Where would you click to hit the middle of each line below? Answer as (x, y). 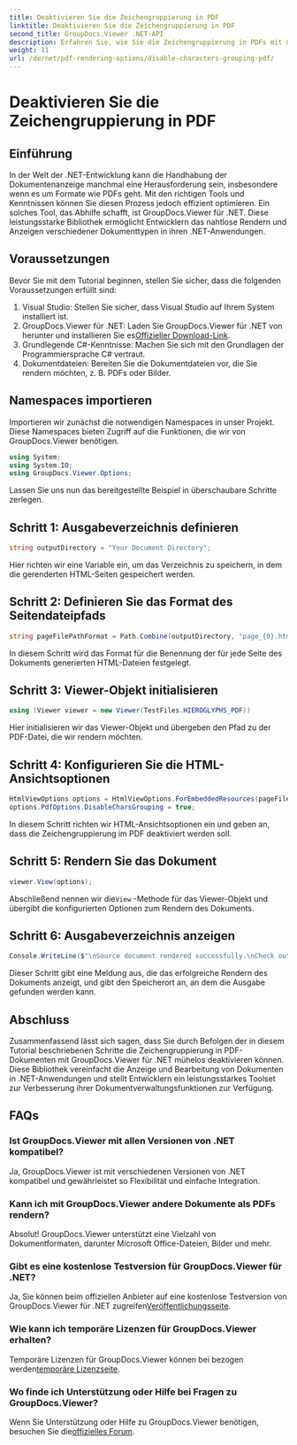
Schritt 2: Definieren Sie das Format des (121, 602)
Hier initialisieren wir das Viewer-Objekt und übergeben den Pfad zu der (140, 727)
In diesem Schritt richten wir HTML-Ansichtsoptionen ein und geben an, (140, 824)
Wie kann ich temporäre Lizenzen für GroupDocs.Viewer (133, 1329)
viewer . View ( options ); (51, 881)
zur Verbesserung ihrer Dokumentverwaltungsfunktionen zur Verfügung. (141, 1088)
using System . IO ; (41, 465)
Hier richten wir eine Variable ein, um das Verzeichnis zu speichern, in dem (146, 565)
